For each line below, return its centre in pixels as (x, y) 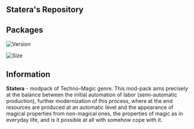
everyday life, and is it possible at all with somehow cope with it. (84, 120)
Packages (25, 30)
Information (28, 74)
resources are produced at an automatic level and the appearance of (90, 107)
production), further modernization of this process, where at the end (89, 101)
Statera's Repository (45, 10)
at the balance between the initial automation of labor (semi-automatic (92, 95)
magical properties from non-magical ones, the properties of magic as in (95, 114)
